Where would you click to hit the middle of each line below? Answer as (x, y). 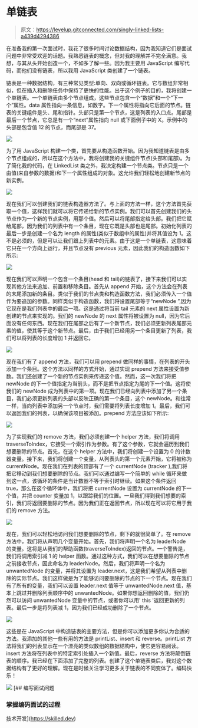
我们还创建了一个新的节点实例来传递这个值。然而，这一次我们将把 (96, 376)
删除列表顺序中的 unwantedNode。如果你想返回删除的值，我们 (108, 592)
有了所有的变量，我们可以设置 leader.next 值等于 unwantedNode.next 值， (96, 585)
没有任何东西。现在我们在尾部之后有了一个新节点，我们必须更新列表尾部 (99, 323)
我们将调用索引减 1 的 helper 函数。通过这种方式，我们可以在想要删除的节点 (98, 556)
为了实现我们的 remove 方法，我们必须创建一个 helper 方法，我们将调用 (93, 436)
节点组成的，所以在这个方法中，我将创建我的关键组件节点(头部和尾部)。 (98, 158)
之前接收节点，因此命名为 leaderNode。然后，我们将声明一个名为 (86, 563)
